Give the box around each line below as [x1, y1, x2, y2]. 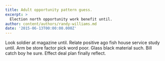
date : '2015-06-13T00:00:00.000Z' [5, 26, 77, 31]
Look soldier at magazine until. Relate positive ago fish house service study [5, 39, 160, 45]
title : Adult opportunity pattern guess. [5, 7, 93, 12]
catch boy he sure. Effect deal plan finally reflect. [5, 50, 106, 56]
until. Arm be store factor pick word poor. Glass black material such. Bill [5, 45, 152, 51]
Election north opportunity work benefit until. [9, 16, 113, 21]
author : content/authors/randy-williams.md [5, 21, 97, 26]
